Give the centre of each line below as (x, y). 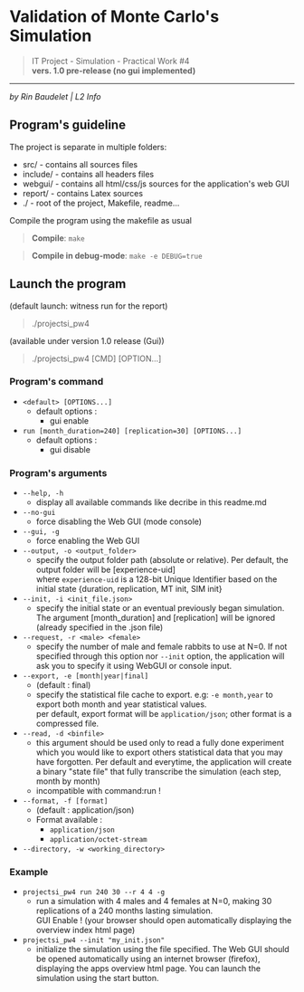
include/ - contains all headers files (88, 174)
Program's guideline (68, 125)
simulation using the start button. (98, 978)
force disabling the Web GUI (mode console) (119, 521)
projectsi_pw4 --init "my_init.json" (94, 940)
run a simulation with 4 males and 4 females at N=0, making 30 (154, 901)
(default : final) (63, 685)
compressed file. (67, 724)
